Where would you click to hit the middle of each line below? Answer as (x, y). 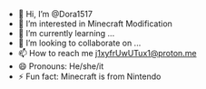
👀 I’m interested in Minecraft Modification (95, 24)
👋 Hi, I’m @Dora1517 (55, 14)
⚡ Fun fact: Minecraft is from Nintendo (89, 76)
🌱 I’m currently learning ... (66, 33)
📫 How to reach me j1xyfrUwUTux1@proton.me (107, 53)
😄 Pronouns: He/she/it (61, 66)
